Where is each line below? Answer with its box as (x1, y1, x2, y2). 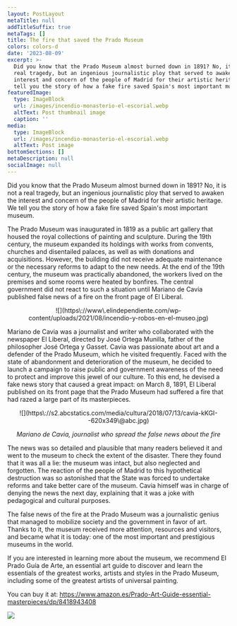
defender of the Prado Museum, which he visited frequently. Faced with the (7, 349, 227, 358)
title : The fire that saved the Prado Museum (7, 37, 143, 44)
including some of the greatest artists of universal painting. (7, 576, 178, 584)
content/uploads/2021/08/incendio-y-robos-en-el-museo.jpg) (28, 313, 209, 322)
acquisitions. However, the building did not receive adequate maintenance (7, 255, 222, 263)
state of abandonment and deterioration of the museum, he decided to (7, 357, 212, 366)
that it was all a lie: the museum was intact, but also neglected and (7, 458, 200, 467)
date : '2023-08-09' (7, 50, 65, 57)
